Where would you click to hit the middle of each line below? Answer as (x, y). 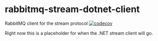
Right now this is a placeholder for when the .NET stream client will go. (79, 33)
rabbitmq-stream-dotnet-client (72, 9)
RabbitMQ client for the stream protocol (46, 23)
